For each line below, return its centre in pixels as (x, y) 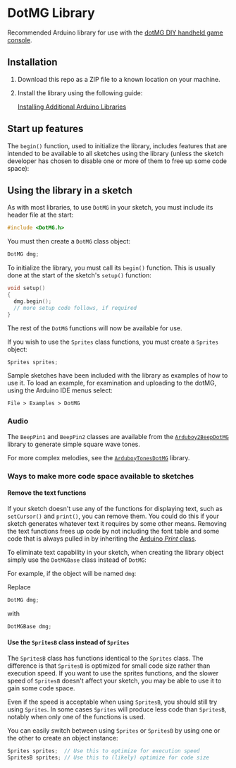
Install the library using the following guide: (80, 92)
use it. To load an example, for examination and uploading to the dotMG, (112, 383)
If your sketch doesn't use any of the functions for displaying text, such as (115, 508)
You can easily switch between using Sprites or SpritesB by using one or (114, 730)
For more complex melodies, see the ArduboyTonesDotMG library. (99, 457)
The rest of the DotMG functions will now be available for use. (95, 328)
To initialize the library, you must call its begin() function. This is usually (111, 268)
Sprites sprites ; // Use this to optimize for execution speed (104, 751)
